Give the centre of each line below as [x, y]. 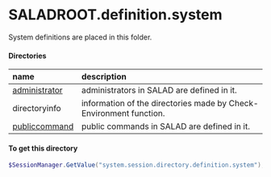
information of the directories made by [154, 104]
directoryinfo [37, 109]
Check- [244, 104]
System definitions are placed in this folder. [80, 37]
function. [148, 113]
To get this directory [43, 148]
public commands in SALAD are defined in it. [165, 126]
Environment [105, 113]
